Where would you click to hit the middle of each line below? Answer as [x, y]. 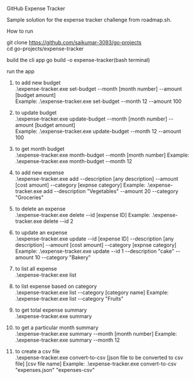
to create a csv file [37, 351]
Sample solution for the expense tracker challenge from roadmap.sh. [89, 20]
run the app [20, 71]
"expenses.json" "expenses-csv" [55, 370]
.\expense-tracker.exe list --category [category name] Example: [92, 292]
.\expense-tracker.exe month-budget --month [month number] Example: [102, 155]
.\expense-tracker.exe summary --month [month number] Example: [96, 334]
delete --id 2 [58, 221]
